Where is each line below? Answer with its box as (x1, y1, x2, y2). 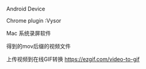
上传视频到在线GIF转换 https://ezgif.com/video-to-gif (6, 56, 140, 63)
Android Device (6, 5, 46, 12)
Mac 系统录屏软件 (6, 30, 51, 37)
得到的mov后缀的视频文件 (6, 43, 71, 49)
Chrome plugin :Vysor (6, 17, 62, 24)
